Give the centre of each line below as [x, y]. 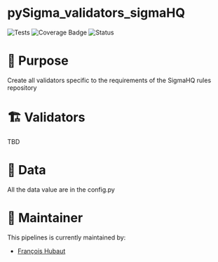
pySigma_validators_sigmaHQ [96, 13]
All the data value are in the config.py [61, 189]
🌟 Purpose [38, 61]
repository [22, 87]
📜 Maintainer [45, 217]
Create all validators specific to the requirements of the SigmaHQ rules [109, 80]
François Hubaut [41, 251]
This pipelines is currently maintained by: [67, 237]
